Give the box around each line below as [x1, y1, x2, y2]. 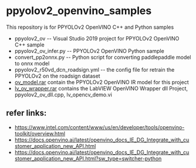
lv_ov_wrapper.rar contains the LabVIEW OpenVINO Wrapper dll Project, [14, 85, 188, 92]
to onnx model [14, 60, 50, 67]
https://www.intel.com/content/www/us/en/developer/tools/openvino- [14, 123, 185, 130]
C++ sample [14, 41, 45, 48]
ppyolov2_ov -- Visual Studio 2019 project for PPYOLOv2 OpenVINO [14, 35, 180, 42]
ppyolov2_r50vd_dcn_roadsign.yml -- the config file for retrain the [14, 66, 175, 73]
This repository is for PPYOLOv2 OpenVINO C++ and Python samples [6, 23, 174, 31]
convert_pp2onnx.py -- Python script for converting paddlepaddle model [14, 53, 192, 61]
